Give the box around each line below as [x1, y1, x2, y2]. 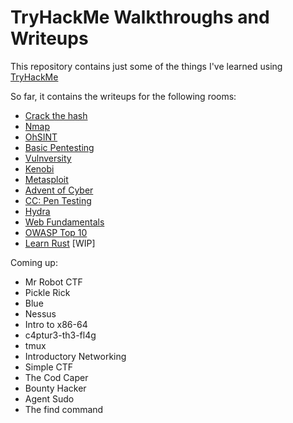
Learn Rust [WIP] [24, 237, 96, 249]
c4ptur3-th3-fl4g [24, 329, 97, 341]
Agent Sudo [24, 392, 75, 405]
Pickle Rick [24, 286, 71, 298]
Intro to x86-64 [24, 318, 88, 330]
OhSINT [24, 131, 58, 143]
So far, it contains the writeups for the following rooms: [10, 90, 237, 102]
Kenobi [24, 162, 55, 175]
